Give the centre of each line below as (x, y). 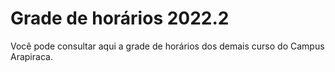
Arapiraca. (31, 56)
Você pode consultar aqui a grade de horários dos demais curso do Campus (167, 46)
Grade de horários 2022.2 (120, 18)
